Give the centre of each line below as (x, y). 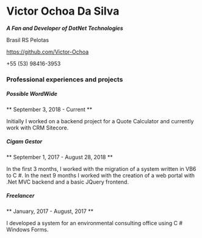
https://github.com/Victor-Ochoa (48, 52)
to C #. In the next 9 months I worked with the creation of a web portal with (101, 175)
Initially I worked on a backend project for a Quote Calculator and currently (100, 121)
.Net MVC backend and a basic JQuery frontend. (68, 182)
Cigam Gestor (24, 142)
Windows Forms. (27, 229)
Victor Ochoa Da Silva (63, 11)
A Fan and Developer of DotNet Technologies (65, 28)
